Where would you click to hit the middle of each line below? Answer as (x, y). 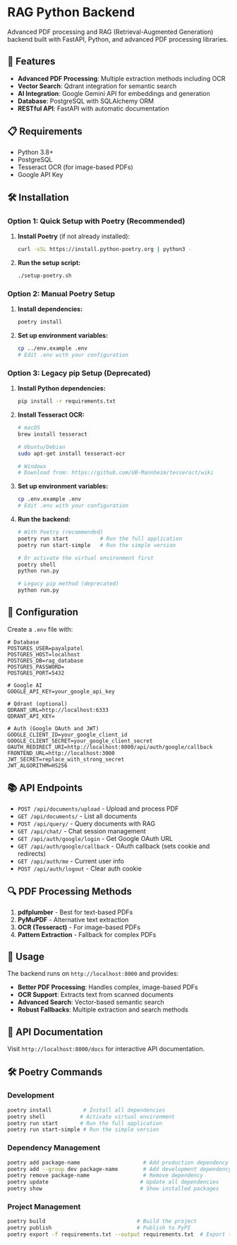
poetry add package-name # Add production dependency (118, 1163)
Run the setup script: (49, 263)
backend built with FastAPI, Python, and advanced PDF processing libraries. (118, 39)
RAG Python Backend (71, 12)
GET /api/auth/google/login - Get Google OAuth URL (95, 838)
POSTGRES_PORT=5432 (36, 673)
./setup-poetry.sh (44, 276)
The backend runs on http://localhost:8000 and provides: (93, 974)
